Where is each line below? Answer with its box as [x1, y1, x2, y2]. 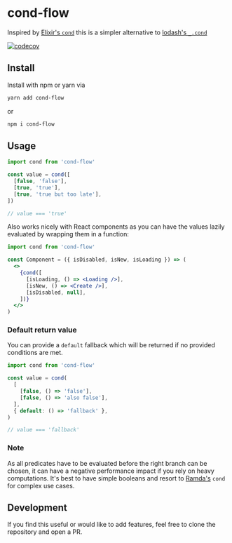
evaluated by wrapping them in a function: [7, 230, 130, 239]
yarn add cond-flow [7, 94, 64, 101]
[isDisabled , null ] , [25, 289, 86, 296]
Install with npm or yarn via [7, 81, 86, 89]
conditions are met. [7, 349, 63, 357]
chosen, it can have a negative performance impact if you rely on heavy [7, 467, 215, 475]
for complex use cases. [7, 481, 75, 490]
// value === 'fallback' [7, 427, 80, 434]
